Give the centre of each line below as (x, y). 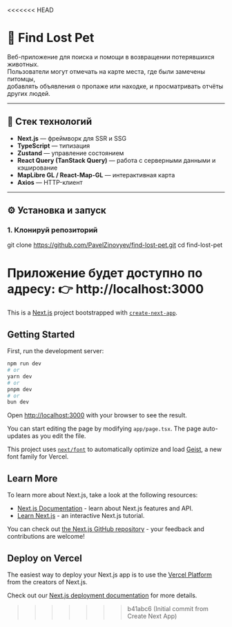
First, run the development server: (56, 351)
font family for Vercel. (38, 457)
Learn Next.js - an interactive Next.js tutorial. (81, 516)
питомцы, (21, 79)
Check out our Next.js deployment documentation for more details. (102, 595)
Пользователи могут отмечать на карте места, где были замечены (106, 71)
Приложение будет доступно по (105, 273)
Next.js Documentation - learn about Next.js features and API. (105, 508)
